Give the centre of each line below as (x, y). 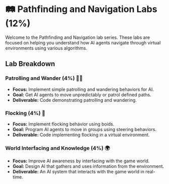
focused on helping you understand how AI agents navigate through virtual (83, 42)
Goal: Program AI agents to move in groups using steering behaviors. (84, 129)
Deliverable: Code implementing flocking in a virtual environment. (81, 135)
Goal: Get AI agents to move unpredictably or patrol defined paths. (82, 95)
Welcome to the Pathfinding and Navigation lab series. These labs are (78, 37)
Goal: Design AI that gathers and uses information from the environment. (88, 166)
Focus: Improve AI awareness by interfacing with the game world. (81, 161)
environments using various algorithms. (46, 48)
